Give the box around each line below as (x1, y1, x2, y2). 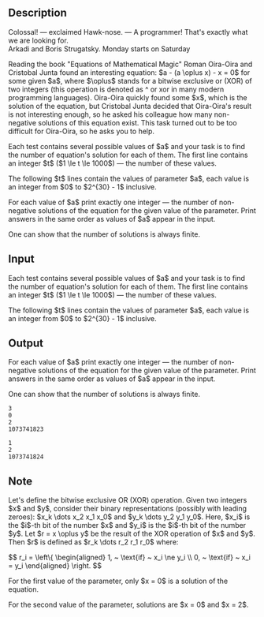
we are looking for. (8, 36, 69, 45)
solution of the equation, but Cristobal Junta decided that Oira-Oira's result (8, 101, 252, 110)
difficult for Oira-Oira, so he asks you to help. (8, 126, 155, 136)
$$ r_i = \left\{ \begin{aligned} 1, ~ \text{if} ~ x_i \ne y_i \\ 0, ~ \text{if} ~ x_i (8, 552, 251, 563)
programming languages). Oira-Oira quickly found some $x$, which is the (8, 92, 247, 102)
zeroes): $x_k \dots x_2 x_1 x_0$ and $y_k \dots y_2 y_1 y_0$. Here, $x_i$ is (8, 512, 251, 522)
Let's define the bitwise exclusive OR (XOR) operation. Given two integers (8, 495, 247, 505)
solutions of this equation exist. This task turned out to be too (38, 118, 238, 127)
